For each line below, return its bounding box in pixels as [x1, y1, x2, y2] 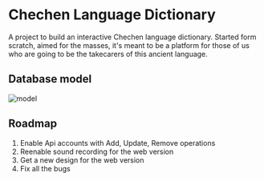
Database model [8, 72, 92, 86]
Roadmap [8, 117, 58, 131]
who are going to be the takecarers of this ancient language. [8, 49, 209, 58]
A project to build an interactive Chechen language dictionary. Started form [8, 32, 257, 42]
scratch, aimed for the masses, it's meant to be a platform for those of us [8, 40, 250, 50]
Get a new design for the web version [19, 155, 144, 165]
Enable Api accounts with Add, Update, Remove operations [19, 138, 216, 147]
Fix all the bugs [19, 163, 71, 173]
